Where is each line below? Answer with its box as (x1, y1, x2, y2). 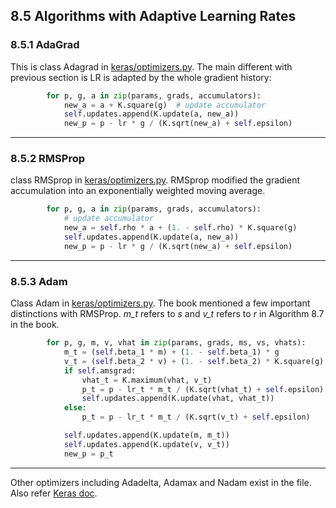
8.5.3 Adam (10, 274, 68, 288)
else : (63, 403, 87, 413)
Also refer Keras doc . (10, 487, 98, 499)
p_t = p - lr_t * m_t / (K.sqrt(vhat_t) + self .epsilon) (81, 384, 325, 394)
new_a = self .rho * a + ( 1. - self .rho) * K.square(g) (63, 223, 298, 233)
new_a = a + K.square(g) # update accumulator (63, 100, 267, 110)
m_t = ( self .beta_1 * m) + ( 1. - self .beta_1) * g (63, 347, 280, 358)
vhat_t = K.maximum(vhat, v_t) (81, 375, 213, 385)
